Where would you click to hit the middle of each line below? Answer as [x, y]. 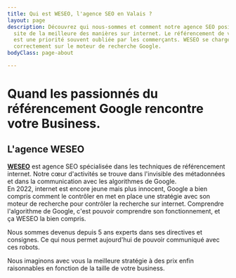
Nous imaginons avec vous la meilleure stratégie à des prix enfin [101, 260]
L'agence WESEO [46, 149]
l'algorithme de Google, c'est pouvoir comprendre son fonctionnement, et [114, 211]
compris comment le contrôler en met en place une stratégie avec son [109, 196]
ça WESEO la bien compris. [47, 218]
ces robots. [24, 247]
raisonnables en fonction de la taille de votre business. [86, 268]
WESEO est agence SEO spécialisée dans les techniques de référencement [116, 166]
